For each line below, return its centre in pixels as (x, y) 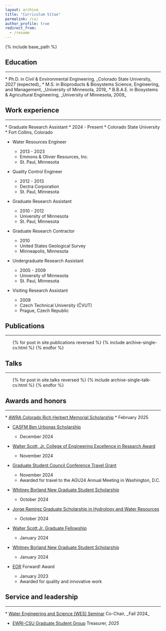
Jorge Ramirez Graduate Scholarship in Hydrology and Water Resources (86, 509)
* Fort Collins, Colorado (29, 132)
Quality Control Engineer (37, 171)
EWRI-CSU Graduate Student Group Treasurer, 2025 (66, 623)
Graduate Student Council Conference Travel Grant (64, 466)
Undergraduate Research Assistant (48, 261)
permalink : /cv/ (22, 19)
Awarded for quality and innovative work (61, 581)
